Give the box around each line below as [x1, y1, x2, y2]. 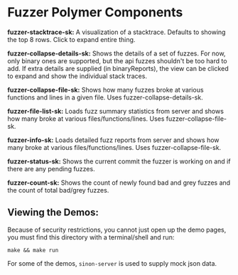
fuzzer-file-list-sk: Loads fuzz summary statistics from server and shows [7, 107, 224, 115]
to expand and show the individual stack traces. [7, 72, 148, 80]
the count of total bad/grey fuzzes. [7, 185, 109, 194]
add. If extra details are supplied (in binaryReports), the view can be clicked [7, 64, 229, 72]
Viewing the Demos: [7, 207, 99, 219]
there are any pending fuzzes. [7, 164, 95, 173]
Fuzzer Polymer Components [7, 4, 183, 21]
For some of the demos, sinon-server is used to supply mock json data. [7, 259, 217, 267]
